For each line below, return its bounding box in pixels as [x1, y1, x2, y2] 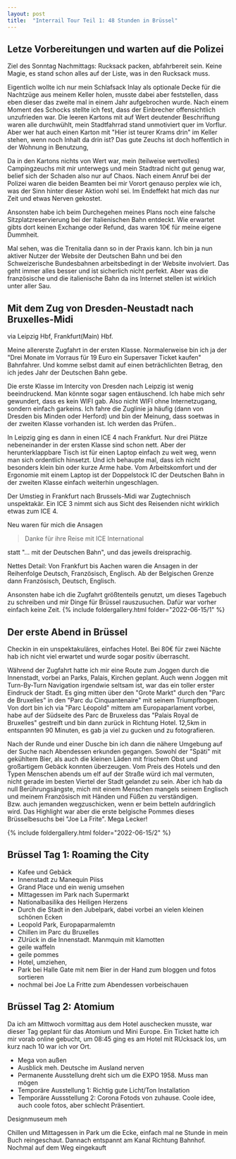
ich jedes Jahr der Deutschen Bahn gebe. [7, 368, 128, 377]
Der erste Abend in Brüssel [7, 626, 128, 638]
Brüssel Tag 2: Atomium [7, 1001, 115, 1013]
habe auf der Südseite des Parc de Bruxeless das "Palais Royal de [7, 711, 199, 719]
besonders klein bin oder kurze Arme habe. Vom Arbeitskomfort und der [7, 464, 217, 472]
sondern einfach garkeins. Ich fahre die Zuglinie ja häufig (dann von [7, 404, 204, 413]
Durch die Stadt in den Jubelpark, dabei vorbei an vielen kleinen [17, 905, 204, 914]
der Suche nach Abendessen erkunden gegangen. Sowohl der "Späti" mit [7, 747, 221, 755]
